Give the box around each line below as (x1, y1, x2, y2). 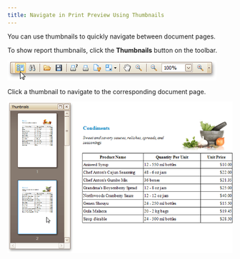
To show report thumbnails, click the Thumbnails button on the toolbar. (7, 46, 218, 54)
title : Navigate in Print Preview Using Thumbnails (7, 11, 164, 19)
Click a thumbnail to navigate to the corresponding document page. (7, 87, 206, 96)
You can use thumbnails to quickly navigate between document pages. (7, 32, 216, 41)
